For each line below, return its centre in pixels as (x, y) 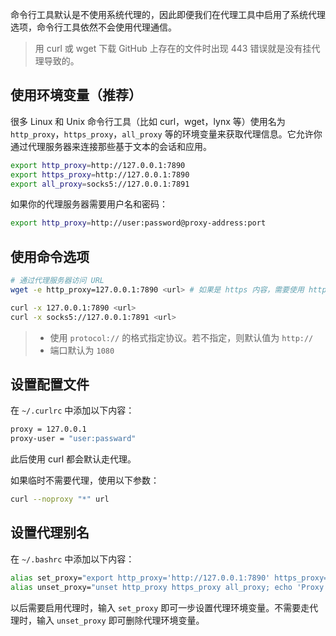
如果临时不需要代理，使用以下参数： (85, 480)
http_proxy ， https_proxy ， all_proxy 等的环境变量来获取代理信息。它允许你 (166, 134)
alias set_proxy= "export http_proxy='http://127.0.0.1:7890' (140, 578)
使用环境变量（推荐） (76, 95)
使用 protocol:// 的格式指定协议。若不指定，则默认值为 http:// (181, 337)
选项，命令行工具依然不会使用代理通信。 (93, 27)
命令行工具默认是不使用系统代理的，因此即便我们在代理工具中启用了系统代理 (168, 14)
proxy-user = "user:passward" (73, 439)
